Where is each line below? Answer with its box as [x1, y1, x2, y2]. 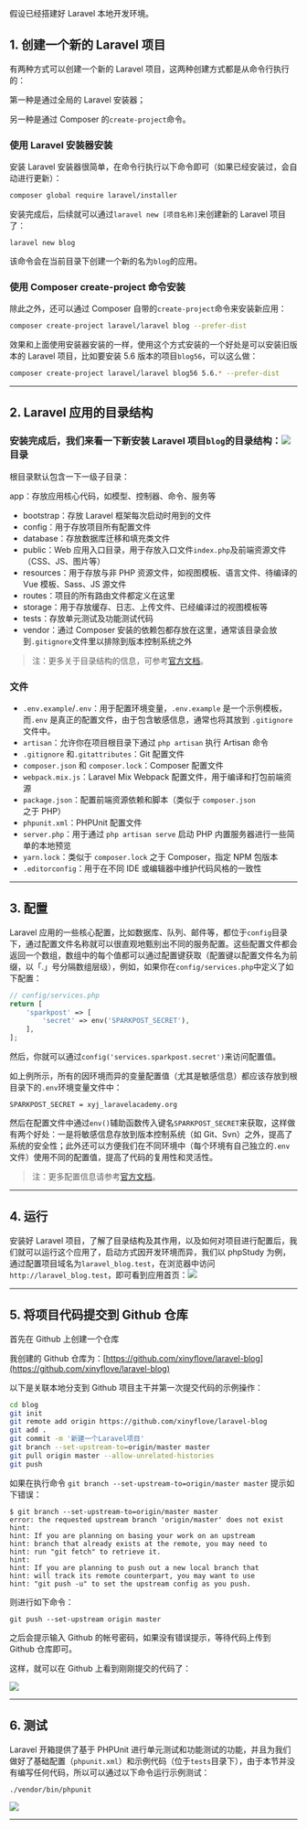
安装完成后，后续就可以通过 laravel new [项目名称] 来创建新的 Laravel [9, 209, 268, 220]
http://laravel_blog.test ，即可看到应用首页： [9, 1269, 188, 1280]
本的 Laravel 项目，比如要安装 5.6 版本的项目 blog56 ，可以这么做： [9, 350, 259, 361]
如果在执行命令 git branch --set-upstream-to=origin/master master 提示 [9, 1477, 287, 1489]
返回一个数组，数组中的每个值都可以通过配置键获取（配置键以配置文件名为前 [9, 950, 298, 961]
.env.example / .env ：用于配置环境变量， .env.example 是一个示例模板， [22, 703, 288, 714]
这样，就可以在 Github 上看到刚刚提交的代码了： [9, 1662, 192, 1673]
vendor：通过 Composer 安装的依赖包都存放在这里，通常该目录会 [22, 624, 270, 635]
